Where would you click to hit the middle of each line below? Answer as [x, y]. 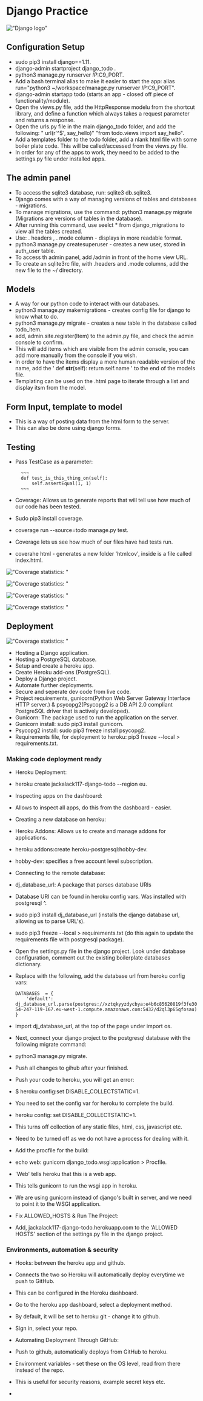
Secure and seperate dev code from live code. [73, 691]
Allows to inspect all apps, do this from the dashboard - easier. [93, 808]
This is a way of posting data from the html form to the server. [92, 421]
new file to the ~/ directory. [49, 270]
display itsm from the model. [51, 388]
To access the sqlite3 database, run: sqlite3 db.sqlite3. [83, 192]
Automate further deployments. [54, 685]
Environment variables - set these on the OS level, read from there [98, 1364]
